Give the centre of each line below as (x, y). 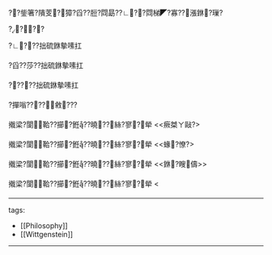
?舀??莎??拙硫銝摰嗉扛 (46, 65)
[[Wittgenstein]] (47, 234)
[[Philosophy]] (44, 225)
